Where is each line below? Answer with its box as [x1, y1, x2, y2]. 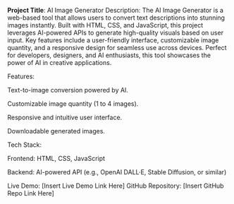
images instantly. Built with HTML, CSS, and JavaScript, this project [7, 21, 203, 29]
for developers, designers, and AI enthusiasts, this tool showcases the [7, 51, 211, 59]
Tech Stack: [7, 140, 42, 149]
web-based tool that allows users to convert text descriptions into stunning [7, 13, 226, 22]
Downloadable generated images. [7, 127, 106, 135]
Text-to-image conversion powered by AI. [7, 86, 129, 94]
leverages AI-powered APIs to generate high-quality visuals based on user [7, 28, 224, 37]
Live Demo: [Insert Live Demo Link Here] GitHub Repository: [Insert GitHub [7, 181, 224, 190]
